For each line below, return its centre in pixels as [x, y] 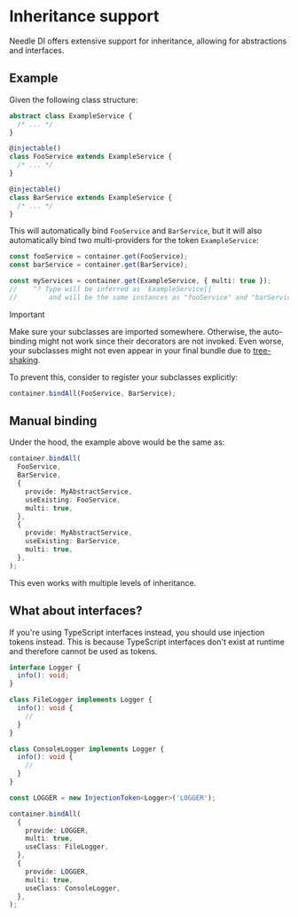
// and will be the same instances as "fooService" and [129, 297]
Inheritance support [84, 16]
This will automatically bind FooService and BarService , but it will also [136, 231]
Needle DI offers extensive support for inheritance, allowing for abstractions [148, 41]
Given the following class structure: [74, 99]
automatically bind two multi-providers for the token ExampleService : [134, 241]
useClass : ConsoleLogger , [73, 888]
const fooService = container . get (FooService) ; [99, 257]
